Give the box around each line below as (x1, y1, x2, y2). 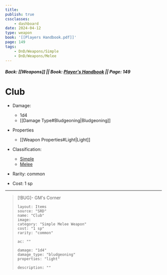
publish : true (5, 12, 35, 17)
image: (17, 217, 31, 222)
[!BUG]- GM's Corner (17, 195, 61, 201)
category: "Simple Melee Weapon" (17, 221, 87, 226)
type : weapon (5, 30, 32, 35)
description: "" (17, 265, 51, 270)
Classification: (12, 146, 42, 152)
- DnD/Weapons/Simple (14, 49, 59, 54)
